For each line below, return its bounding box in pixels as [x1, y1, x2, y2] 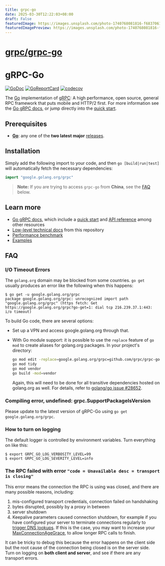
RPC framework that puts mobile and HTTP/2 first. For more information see [5, 100, 159, 106]
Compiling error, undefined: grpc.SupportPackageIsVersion [5, 397, 151, 404]
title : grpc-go [5, 7, 36, 12]
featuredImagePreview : [5, 26, 52, 31]
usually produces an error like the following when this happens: [5, 283, 134, 288]
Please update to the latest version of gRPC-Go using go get [5, 409, 128, 414]
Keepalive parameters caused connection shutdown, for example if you [12, 514, 157, 520]
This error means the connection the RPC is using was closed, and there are [5, 483, 160, 490]
